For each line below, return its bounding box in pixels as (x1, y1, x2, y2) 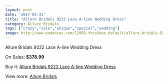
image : (5, 30, 19, 35)
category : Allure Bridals (5, 21, 59, 26)
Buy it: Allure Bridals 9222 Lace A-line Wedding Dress (5, 63, 116, 69)
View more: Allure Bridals (5, 73, 57, 79)
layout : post (5, 7, 32, 12)
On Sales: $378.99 (5, 54, 44, 60)
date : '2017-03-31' (5, 12, 46, 17)
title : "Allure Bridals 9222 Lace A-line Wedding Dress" (5, 16, 126, 21)
